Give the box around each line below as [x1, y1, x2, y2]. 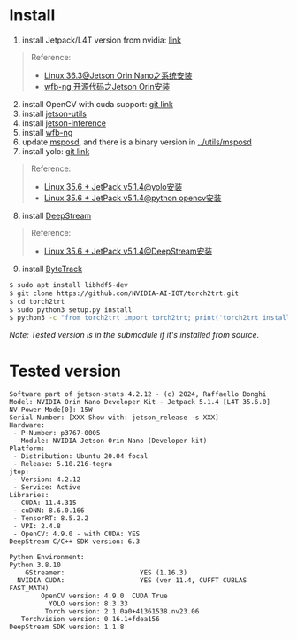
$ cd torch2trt [9, 297, 65, 306]
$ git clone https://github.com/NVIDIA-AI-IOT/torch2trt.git [9, 289, 240, 298]
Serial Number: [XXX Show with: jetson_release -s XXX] [9, 413, 219, 422]
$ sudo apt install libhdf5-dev [9, 280, 128, 289]
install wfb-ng [21, 127, 73, 137]
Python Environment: [9, 553, 86, 562]
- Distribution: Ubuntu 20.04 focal [12, 452, 148, 461]
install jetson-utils [21, 108, 87, 119]
